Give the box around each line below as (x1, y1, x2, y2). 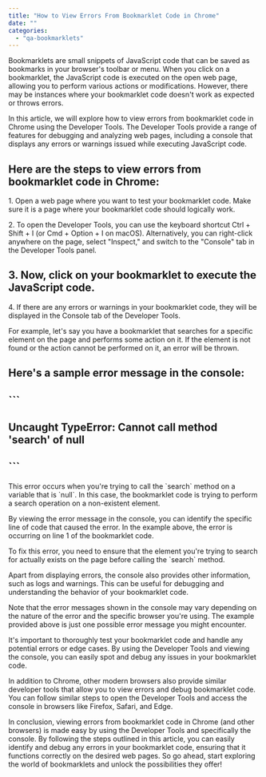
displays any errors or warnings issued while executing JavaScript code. (8, 139, 248, 149)
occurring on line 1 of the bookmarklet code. (8, 530, 154, 540)
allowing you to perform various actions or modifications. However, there (8, 81, 248, 91)
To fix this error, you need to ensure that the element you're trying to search (8, 546, 258, 556)
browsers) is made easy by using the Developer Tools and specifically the (8, 725, 252, 735)
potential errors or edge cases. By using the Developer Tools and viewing (8, 644, 250, 653)
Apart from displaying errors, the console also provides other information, (8, 570, 251, 580)
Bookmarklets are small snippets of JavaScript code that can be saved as (8, 56, 250, 65)
